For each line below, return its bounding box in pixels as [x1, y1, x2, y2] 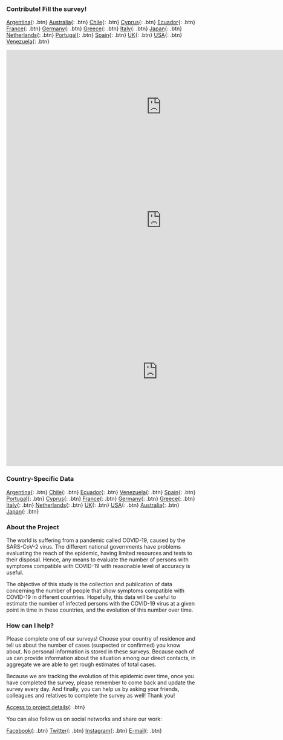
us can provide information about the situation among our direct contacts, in [6, 655, 196, 662]
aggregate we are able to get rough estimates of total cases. [6, 661, 157, 668]
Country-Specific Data [6, 475, 74, 483]
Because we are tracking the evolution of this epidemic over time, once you [6, 673, 195, 680]
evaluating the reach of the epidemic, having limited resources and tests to [6, 549, 192, 557]
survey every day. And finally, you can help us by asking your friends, [6, 685, 180, 693]
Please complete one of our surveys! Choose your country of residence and [6, 635, 195, 643]
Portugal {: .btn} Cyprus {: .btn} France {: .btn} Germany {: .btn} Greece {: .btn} [6, 495, 195, 502]
